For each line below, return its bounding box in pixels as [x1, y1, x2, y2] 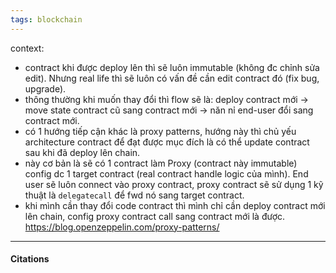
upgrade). [24, 82, 67, 95]
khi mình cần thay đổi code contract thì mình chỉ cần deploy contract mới [24, 199, 326, 211]
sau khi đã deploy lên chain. [24, 146, 141, 158]
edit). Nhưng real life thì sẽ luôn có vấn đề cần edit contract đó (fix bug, [24, 72, 320, 84]
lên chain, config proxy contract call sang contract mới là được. [24, 210, 286, 222]
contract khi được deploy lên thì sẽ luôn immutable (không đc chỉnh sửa [24, 61, 320, 73]
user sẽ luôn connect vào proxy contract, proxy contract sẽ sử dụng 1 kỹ [24, 178, 324, 190]
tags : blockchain [10, 14, 83, 25]
